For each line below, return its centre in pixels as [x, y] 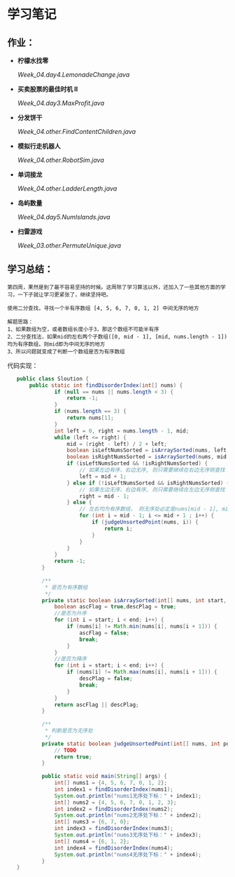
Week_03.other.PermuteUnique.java [69, 245]
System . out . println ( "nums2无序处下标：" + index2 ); [128, 815]
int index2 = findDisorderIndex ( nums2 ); [114, 809]
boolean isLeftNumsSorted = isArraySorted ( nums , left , [148, 450]
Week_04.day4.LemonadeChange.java [73, 75]
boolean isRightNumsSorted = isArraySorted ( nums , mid [147, 457]
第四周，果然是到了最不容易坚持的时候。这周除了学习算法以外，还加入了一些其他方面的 [114, 287]
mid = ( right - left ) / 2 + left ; [117, 444]
